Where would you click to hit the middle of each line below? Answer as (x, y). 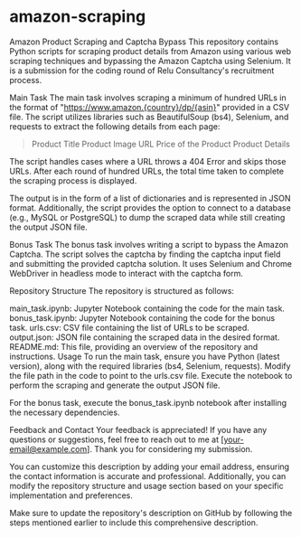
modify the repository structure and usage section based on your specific (146, 485)
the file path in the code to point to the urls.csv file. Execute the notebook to (151, 375)
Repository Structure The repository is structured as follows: (122, 290)
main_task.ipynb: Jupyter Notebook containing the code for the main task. (147, 308)
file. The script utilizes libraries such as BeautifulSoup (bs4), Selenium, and (149, 117)
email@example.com (48, 448)
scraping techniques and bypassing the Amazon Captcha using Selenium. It (150, 61)
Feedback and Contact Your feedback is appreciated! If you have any (138, 429)
